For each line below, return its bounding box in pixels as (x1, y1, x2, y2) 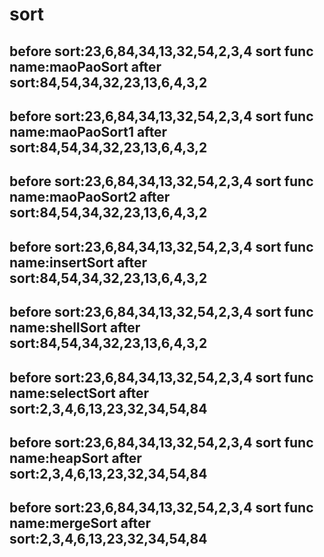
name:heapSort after (9, 449, 142, 467)
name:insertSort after (9, 254, 148, 271)
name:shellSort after (9, 319, 141, 337)
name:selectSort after (9, 384, 149, 402)
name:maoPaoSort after (9, 58, 162, 75)
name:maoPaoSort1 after (9, 123, 168, 140)
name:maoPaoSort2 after (9, 189, 171, 206)
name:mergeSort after (9, 515, 151, 532)
